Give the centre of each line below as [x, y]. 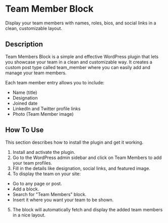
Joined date [25, 103]
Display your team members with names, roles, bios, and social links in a [81, 23]
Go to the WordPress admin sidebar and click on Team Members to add [87, 157]
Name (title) [25, 92]
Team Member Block [49, 9]
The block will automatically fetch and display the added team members [88, 209]
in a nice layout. [29, 215]
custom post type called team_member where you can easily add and [78, 67]
